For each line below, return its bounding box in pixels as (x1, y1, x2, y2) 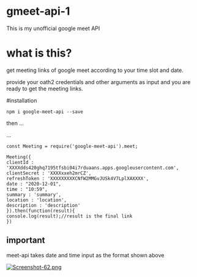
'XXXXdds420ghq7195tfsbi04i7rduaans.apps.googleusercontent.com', (6, 165, 179, 171)
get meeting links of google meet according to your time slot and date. (6, 66, 184, 74)
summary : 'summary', (6, 192, 62, 198)
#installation (6, 96, 37, 104)
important (6, 235, 45, 246)
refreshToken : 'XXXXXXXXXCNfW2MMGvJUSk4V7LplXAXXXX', (6, 175, 149, 182)
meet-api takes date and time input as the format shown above (6, 251, 165, 259)
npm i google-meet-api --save (6, 109, 84, 115)
